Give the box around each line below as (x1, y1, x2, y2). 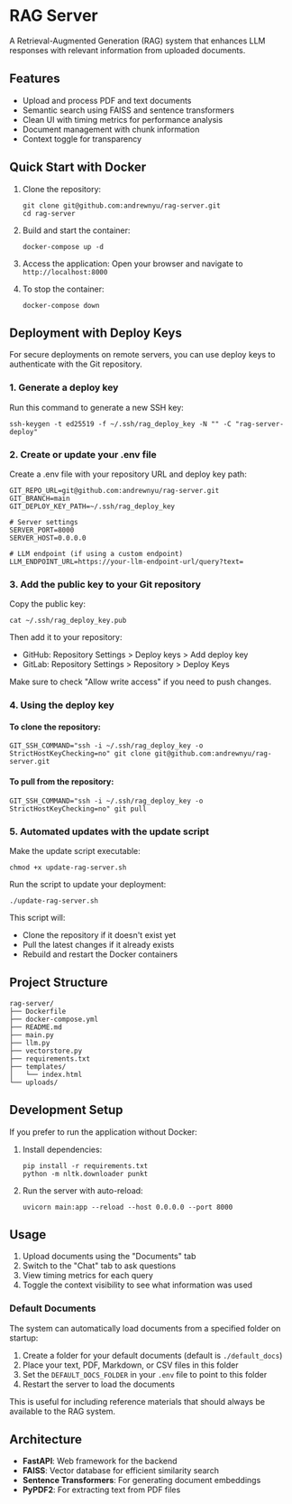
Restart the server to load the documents (22, 1379, 176, 1389)
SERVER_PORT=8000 (9, 525, 75, 534)
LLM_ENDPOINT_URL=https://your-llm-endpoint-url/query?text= (9, 557, 244, 566)
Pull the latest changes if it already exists (22, 939, 175, 950)
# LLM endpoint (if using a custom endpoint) (9, 549, 183, 558)
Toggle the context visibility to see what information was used (22, 1279, 253, 1291)
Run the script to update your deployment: (9, 878, 167, 889)
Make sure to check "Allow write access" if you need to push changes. (9, 676, 272, 687)
